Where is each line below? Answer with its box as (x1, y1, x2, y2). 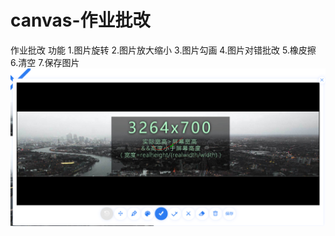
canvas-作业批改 (10, 9, 151, 32)
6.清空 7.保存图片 (10, 56, 80, 68)
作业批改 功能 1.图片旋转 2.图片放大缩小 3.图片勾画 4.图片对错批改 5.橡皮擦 (10, 44, 317, 56)
